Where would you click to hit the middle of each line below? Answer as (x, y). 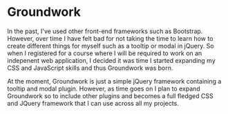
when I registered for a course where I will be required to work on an (105, 53)
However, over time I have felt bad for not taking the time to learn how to (110, 38)
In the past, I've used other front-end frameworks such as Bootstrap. (105, 31)
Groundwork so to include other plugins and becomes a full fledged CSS (110, 96)
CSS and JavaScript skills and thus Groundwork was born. (90, 68)
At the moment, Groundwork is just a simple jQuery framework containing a (114, 81)
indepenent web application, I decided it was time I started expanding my (111, 60)
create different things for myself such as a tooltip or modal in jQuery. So (111, 46)
